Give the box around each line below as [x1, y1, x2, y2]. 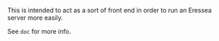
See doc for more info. [7, 28, 71, 35]
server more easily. [7, 13, 64, 22]
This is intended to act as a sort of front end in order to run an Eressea [7, 6, 212, 14]
